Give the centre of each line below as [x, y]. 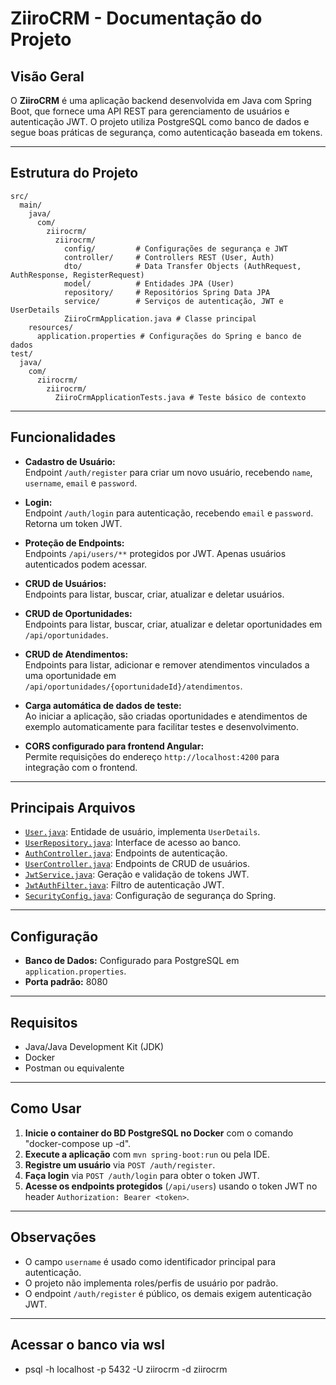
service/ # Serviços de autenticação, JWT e [173, 301]
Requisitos [44, 1022]
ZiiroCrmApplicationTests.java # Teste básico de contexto [180, 397]
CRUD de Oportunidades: [78, 613]
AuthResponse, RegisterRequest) [77, 275]
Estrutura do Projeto [74, 173]
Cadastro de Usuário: [70, 461]
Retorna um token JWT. [73, 523]
